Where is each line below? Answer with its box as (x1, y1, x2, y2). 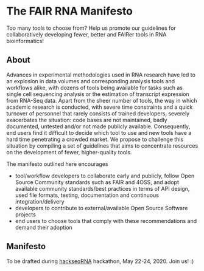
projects (15, 211, 37, 218)
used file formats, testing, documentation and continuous (15, 191, 160, 199)
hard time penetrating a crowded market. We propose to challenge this (6, 135, 184, 143)
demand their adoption (15, 224, 73, 231)
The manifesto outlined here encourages (6, 160, 108, 168)
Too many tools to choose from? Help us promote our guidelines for (6, 24, 177, 32)
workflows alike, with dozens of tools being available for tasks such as (6, 84, 183, 91)
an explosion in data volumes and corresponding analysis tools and (6, 77, 175, 84)
